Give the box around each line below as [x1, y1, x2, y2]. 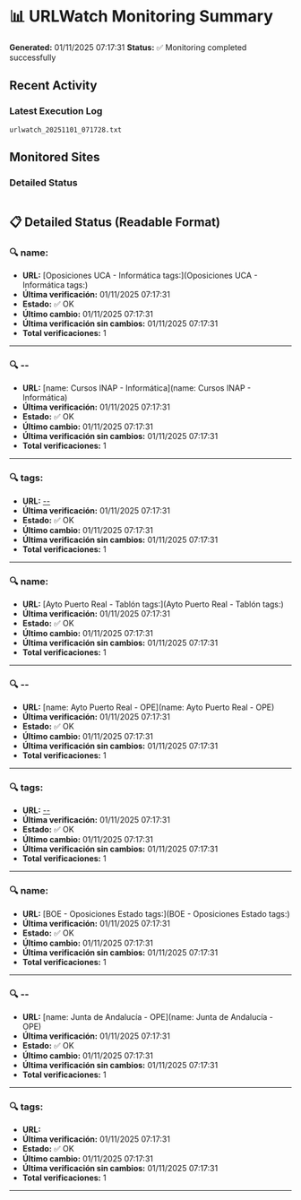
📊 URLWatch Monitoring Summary [9, 6, 273, 27]
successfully [9, 52, 56, 63]
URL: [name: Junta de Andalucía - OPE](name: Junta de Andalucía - [21, 1012, 273, 1023]
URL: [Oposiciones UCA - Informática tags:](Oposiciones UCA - [21, 270, 258, 281]
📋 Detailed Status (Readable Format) [9, 214, 221, 229]
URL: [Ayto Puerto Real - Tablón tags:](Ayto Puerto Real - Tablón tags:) [21, 599, 284, 609]
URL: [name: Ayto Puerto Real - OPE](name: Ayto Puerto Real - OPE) [21, 702, 275, 712]
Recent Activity [9, 78, 98, 93]
